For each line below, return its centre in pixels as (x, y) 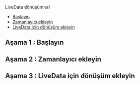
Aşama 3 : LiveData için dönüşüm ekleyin (70, 76)
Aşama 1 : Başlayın (35, 42)
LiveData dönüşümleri (28, 7)
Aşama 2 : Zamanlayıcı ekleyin (53, 59)
